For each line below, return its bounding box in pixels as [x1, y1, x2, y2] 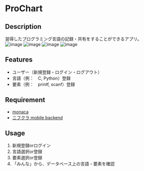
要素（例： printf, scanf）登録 [12, 81, 75, 87]
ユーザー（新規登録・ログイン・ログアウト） [12, 69, 103, 75]
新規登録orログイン [12, 143, 51, 149]
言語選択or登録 [12, 149, 42, 154]
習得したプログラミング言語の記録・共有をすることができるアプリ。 [5, 36, 142, 42]
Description [5, 22, 41, 31]
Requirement [5, 96, 45, 104]
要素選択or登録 [12, 155, 42, 161]
